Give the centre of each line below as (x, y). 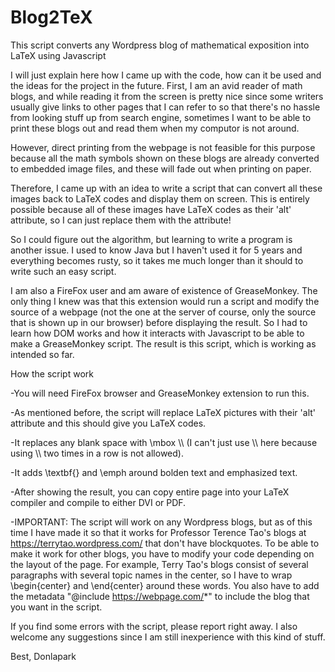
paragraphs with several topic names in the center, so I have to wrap (151, 575)
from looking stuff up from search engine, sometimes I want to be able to (161, 117)
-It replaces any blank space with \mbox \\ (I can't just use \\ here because (164, 442)
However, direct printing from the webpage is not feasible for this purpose (163, 147)
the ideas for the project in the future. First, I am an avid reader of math (156, 85)
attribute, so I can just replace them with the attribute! (121, 220)
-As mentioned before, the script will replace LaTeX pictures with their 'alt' (163, 412)
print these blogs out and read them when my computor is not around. (155, 128)
